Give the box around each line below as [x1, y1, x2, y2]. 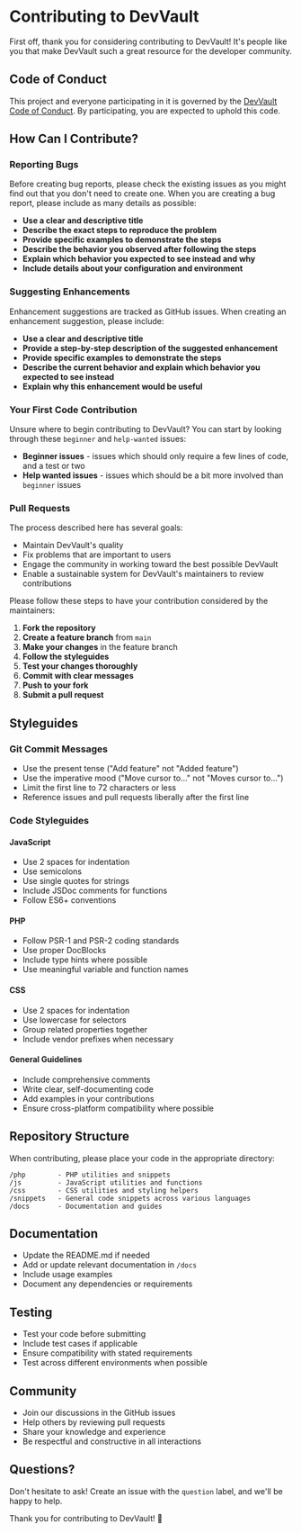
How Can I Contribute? [9, 131, 139, 147]
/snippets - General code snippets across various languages [9, 1194, 252, 1203]
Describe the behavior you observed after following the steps [22, 244, 257, 255]
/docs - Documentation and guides [9, 1202, 164, 1211]
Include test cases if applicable [22, 1339, 137, 1349]
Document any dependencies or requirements [22, 1278, 193, 1289]
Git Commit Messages [9, 743, 108, 755]
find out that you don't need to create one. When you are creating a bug [9, 188, 276, 199]
